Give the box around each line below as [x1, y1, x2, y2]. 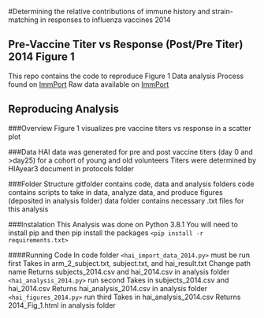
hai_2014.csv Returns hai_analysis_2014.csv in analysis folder [8, 283, 207, 293]
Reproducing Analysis [8, 103, 120, 116]
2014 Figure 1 [8, 51, 75, 64]
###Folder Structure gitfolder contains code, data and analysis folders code [8, 179, 255, 189]
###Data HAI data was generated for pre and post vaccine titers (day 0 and [8, 147, 254, 156]
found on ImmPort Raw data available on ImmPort [8, 79, 169, 89]
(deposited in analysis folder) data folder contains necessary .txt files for [8, 196, 244, 205]
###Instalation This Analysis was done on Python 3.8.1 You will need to [8, 219, 239, 229]
